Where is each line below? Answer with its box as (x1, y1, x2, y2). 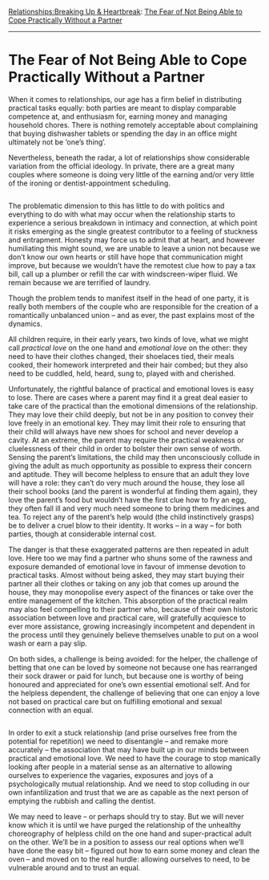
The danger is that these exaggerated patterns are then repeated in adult (8, 544, 250, 554)
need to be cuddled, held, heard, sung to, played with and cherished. (8, 369, 236, 378)
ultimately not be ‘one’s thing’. (8, 136, 106, 147)
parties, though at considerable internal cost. (8, 529, 157, 539)
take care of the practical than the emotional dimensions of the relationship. (8, 401, 258, 410)
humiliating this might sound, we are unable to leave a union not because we (8, 243, 261, 253)
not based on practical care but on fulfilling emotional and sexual (8, 696, 223, 706)
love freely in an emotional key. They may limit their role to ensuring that (8, 418, 246, 428)
